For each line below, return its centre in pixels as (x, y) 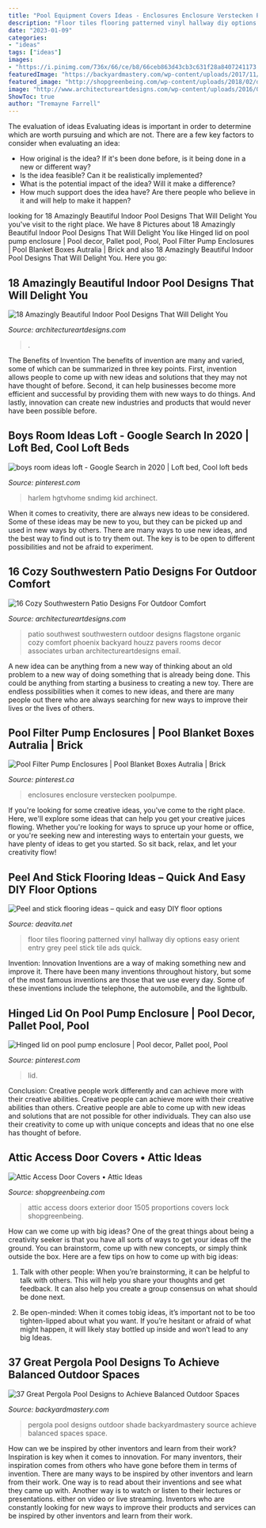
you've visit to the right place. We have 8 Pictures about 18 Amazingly (122, 224)
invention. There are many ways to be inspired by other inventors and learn (131, 1473)
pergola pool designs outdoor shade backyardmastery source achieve (142, 1424)
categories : (28, 38)
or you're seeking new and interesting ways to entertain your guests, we (126, 835)
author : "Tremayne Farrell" (55, 104)
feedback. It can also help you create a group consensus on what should (138, 1288)
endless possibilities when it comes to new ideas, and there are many (122, 691)
